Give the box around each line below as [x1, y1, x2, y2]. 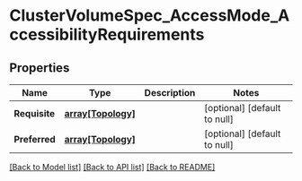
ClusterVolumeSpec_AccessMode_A [9, 5, 290, 26]
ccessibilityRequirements [9, 24, 205, 45]
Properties [9, 60, 70, 75]
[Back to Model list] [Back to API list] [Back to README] [9, 162, 216, 172]
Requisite [13, 108, 56, 119]
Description [144, 87, 196, 99]
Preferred [13, 134, 56, 145]
